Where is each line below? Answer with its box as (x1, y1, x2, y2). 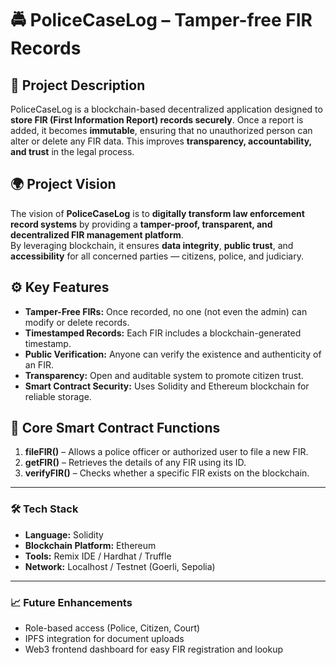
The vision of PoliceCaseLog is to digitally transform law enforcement (10, 207, 305, 219)
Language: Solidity (24, 528, 104, 541)
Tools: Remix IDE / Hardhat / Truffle (24, 550, 172, 562)
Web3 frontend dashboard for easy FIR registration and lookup (24, 643, 283, 656)
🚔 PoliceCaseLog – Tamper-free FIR (10, 9, 313, 32)
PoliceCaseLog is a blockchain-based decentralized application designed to (10, 103, 323, 115)
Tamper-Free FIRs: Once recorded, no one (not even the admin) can (24, 305, 308, 317)
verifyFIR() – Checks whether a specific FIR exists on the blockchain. (24, 467, 310, 479)
